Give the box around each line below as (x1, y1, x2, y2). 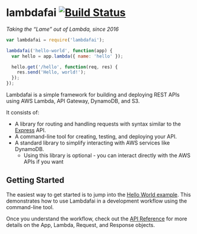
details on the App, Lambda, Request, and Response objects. (6, 221, 155, 228)
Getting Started (6, 175, 65, 185)
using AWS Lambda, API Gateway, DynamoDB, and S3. (6, 98, 140, 105)
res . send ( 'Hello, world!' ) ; (17, 69, 86, 75)
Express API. (14, 127, 46, 134)
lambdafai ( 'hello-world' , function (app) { (6, 47, 113, 53)
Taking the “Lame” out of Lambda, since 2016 (6, 25, 119, 33)
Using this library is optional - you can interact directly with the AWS (23, 152, 191, 159)
